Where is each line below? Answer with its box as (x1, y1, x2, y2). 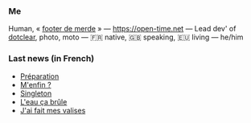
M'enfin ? (19, 80, 51, 89)
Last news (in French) (8, 53, 95, 64)
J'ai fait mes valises (19, 105, 86, 115)
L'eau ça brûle (19, 96, 68, 106)
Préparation (19, 71, 60, 81)
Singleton (19, 88, 52, 98)
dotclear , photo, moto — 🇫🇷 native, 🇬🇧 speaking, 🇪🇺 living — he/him (8, 32, 244, 42)
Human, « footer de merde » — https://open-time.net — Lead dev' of (8, 24, 237, 34)
